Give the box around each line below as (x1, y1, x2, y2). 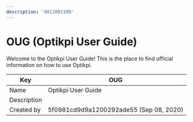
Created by (9, 105, 41, 114)
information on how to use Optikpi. (6, 61, 92, 68)
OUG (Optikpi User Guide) (6, 34, 138, 48)
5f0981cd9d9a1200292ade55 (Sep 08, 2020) (48, 105, 184, 114)
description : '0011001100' (6, 8, 74, 15)
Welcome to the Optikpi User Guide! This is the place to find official (6, 55, 173, 62)
